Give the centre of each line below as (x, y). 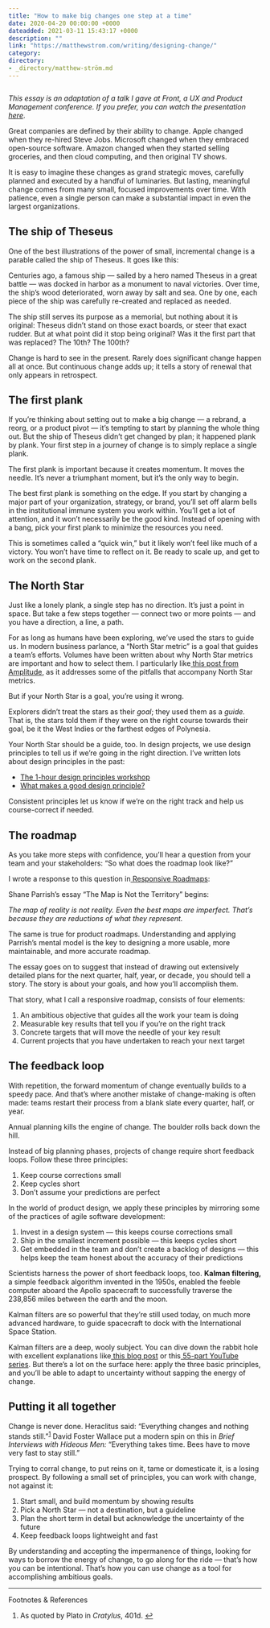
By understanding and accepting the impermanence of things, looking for (130, 1552)
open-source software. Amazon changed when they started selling (119, 148)
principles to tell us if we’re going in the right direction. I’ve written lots (125, 753)
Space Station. (33, 1331)
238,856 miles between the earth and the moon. (88, 1299)
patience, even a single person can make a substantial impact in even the (130, 197)
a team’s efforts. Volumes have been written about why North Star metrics (131, 655)
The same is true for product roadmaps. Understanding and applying (122, 934)
